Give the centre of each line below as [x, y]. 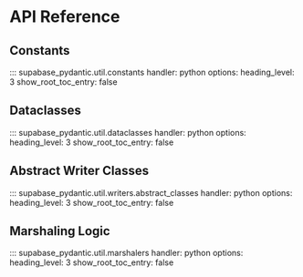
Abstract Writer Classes [79, 171]
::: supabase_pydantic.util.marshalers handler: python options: [126, 253]
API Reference [65, 17]
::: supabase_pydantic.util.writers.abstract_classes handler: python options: [151, 192]
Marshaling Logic [60, 231]
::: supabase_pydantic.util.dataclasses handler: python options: [128, 132]
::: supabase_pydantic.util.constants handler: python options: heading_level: [152, 72]
